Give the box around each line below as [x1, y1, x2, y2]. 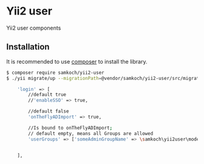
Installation [6, 42, 50, 52]
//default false [28, 108, 69, 114]
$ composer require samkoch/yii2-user [6, 70, 104, 76]
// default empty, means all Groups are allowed [28, 130, 154, 137]
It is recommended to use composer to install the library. [6, 57, 148, 65]
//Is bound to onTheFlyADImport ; [28, 125, 113, 131]
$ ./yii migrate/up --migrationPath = [6, 75, 102, 81]
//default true [28, 92, 67, 98]
